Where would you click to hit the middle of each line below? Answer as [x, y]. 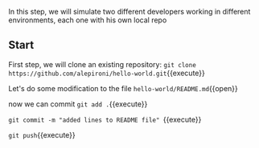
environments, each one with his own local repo [88, 20]
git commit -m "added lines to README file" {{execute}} [105, 119]
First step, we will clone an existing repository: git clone [103, 64]
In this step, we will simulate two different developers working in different [129, 12]
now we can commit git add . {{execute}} [78, 104]
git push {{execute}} [42, 134]
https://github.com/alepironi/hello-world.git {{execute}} [107, 73]
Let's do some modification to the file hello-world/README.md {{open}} [123, 88]
